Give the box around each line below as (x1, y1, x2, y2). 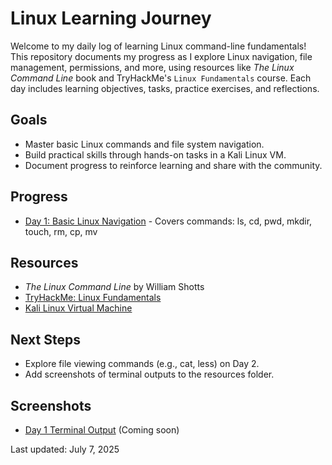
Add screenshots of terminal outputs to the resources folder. (24, 368, 275, 381)
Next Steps (10, 331, 81, 348)
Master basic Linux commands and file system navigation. (24, 138, 265, 150)
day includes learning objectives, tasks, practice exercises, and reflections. (10, 82, 320, 94)
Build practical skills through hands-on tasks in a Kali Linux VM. (24, 148, 287, 161)
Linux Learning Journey (10, 7, 212, 30)
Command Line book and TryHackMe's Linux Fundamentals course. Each (10, 72, 312, 84)
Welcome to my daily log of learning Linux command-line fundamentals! (10, 40, 307, 52)
